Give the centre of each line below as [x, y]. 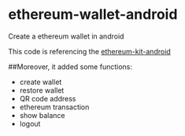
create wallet [41, 82]
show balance [42, 115]
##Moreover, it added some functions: [70, 66]
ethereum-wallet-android [93, 15]
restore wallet [42, 90]
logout [30, 123]
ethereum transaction [54, 107]
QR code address [48, 98]
